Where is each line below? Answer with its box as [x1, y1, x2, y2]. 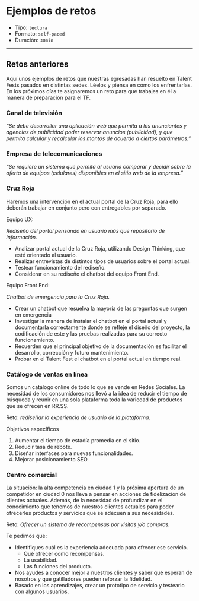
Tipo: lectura [14, 24, 48, 31]
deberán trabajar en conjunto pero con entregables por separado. [6, 204, 167, 211]
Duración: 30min [14, 36, 54, 43]
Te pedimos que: [6, 533, 47, 540]
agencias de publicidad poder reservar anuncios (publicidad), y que [6, 129, 173, 136]
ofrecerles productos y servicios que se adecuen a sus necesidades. [6, 510, 175, 517]
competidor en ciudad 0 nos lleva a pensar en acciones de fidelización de [6, 491, 187, 498]
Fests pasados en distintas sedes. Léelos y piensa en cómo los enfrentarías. [6, 81, 192, 88]
